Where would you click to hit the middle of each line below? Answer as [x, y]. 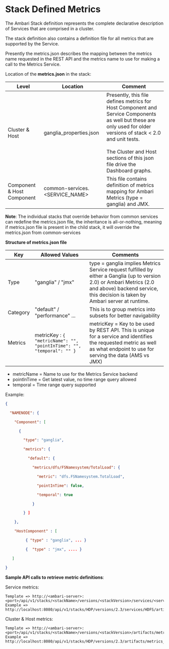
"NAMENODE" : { [24, 413]
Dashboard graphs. [129, 170]
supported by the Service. [32, 43]
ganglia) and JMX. [128, 204]
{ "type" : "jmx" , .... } [54, 549]
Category [19, 312]
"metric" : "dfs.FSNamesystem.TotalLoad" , [81, 477]
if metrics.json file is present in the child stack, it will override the [72, 227]
